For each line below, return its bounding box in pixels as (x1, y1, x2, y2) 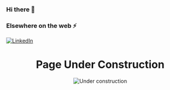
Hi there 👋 (6, 5, 36, 14)
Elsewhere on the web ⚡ (6, 21, 77, 30)
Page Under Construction (35, 58, 165, 72)
